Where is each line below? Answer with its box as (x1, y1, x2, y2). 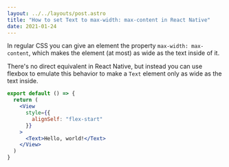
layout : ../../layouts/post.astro (7, 10, 107, 17)
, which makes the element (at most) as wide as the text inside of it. (28, 49, 220, 57)
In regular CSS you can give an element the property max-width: (7, 42, 189, 50)
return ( (13, 97, 39, 104)
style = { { (25, 109, 51, 116)
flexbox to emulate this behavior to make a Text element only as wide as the (7, 69, 222, 78)
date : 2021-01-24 (7, 23, 57, 30)
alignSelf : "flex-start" (32, 115, 103, 122)
